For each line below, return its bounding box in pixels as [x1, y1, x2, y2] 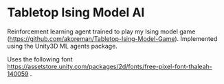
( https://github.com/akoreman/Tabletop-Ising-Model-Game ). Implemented [7, 34, 218, 42]
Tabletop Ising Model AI [7, 5, 145, 20]
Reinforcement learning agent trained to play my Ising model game [7, 27, 196, 36]
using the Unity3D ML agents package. [7, 42, 118, 50]
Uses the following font [7, 55, 74, 63]
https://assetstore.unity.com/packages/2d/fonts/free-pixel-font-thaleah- [7, 62, 213, 70]
